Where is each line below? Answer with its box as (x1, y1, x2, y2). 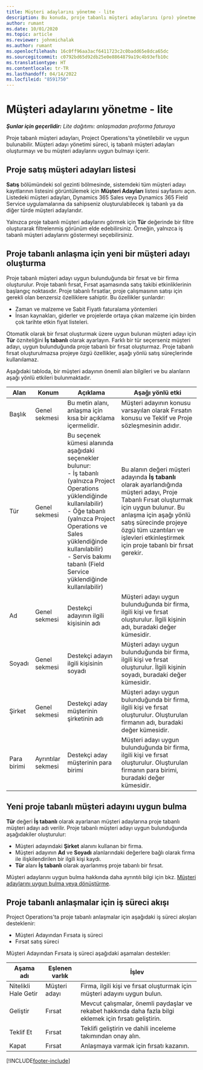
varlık (51, 972, 68, 980)
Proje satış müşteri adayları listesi (6, 165, 136, 175)
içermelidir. (67, 421, 100, 430)
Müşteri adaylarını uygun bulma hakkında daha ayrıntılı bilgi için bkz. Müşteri (6, 873, 196, 880)
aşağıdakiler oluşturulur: (6, 831, 66, 838)
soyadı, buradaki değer (121, 670, 187, 679)
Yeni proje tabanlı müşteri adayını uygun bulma (6, 802, 187, 812)
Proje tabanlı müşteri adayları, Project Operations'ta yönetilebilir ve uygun (6, 135, 189, 142)
